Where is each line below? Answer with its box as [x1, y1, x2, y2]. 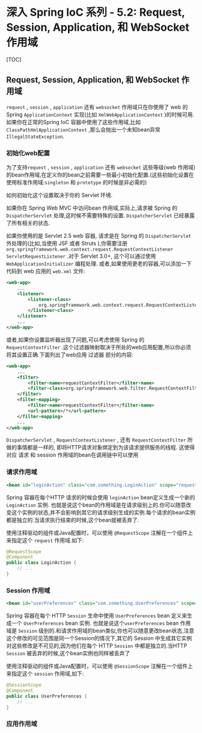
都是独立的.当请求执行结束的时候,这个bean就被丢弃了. [6, 516, 139, 523]
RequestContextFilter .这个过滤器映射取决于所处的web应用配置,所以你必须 [6, 343, 191, 351]
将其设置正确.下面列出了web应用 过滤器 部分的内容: [6, 351, 133, 358]
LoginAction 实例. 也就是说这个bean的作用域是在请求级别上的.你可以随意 [6, 501, 186, 508]
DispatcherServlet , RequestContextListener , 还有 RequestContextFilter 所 [6, 436, 194, 443]
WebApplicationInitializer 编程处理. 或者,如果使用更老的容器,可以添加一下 [6, 260, 192, 267]
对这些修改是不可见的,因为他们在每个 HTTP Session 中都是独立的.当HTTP [6, 642, 188, 649]
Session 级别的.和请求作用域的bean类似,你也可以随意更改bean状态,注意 [17, 627, 195, 634]
